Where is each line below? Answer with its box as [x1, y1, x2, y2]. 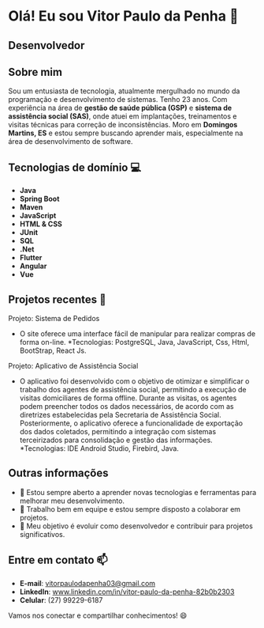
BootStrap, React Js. [19, 346, 87, 355]
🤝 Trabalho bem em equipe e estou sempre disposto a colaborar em [19, 504, 241, 513]
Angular [19, 261, 47, 271]
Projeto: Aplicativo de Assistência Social [8, 361, 139, 371]
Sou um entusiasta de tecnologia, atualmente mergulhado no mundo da [8, 86, 240, 96]
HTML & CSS [19, 219, 63, 229]
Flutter [19, 253, 43, 263]
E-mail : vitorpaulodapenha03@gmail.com [19, 578, 156, 588]
